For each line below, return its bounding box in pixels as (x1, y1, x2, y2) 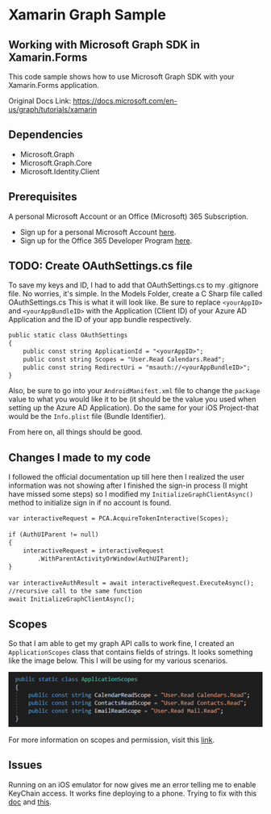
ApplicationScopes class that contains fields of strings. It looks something (8, 648, 253, 657)
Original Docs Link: (8, 96, 72, 106)
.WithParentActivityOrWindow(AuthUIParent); (37, 555, 190, 563)
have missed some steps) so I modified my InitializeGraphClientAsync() (8, 489, 254, 499)
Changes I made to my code (8, 451, 152, 464)
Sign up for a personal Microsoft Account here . (19, 227, 177, 237)
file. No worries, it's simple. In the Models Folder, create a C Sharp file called (8, 289, 263, 299)
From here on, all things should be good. (8, 427, 143, 437)
